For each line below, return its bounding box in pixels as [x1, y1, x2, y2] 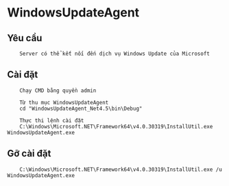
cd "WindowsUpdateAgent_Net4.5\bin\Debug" [19, 105, 143, 112]
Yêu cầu [7, 32, 43, 44]
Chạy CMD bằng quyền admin [19, 87, 97, 94]
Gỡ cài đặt [7, 148, 51, 159]
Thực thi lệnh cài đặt [19, 117, 84, 124]
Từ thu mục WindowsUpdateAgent [19, 99, 109, 106]
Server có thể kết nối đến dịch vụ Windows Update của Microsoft [19, 50, 210, 57]
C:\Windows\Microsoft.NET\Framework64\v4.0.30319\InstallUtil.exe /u [19, 166, 223, 173]
